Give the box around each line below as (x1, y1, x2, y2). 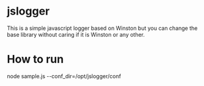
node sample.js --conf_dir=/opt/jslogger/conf (7, 72, 122, 80)
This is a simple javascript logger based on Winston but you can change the (7, 24, 198, 32)
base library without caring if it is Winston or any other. (7, 30, 145, 38)
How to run (7, 52, 64, 66)
